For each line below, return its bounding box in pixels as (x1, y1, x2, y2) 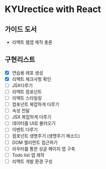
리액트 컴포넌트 (12, 89, 42, 94)
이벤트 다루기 (12, 127, 38, 133)
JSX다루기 (12, 82, 33, 88)
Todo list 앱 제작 (12, 152, 45, 158)
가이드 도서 (5, 25, 37, 33)
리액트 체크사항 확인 (12, 76, 51, 82)
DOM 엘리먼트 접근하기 (12, 139, 58, 145)
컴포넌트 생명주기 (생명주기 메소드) (12, 133, 80, 139)
